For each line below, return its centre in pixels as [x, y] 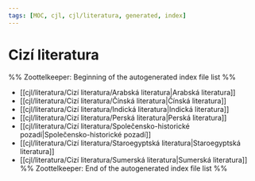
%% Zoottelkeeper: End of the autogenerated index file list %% [124, 168]
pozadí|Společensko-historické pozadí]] [85, 134]
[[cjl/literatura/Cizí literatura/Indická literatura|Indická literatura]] [124, 109]
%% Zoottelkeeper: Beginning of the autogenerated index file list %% [122, 77]
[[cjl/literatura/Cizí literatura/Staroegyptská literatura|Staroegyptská [130, 143]
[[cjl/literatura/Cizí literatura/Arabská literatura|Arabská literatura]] [127, 92]
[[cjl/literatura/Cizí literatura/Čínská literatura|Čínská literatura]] [123, 101]
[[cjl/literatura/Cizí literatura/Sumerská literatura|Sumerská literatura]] [133, 160]
